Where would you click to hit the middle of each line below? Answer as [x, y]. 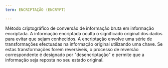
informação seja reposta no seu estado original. [54, 60]
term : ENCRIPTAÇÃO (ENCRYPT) [36, 10]
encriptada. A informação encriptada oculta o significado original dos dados [84, 33]
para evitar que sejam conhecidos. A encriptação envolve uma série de [79, 39]
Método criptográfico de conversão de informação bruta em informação [80, 28]
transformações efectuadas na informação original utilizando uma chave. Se [84, 44]
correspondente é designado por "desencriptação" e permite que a [75, 55]
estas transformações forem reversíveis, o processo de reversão [72, 49]
